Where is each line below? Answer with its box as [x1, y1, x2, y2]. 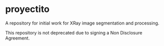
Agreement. [5, 35, 30, 41]
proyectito [5, 3, 50, 15]
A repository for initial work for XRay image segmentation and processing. [5, 20, 159, 26]
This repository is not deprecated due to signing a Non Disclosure [5, 29, 143, 35]
